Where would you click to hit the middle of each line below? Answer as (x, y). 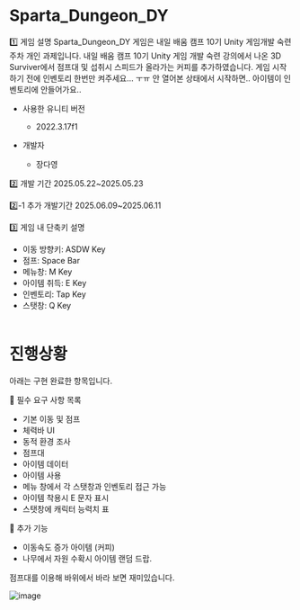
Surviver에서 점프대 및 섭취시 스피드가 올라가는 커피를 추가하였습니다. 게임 (140, 67)
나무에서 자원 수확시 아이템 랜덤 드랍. (87, 558)
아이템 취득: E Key (54, 283)
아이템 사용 (42, 475)
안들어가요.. (61, 89)
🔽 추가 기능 (29, 528)
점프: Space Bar (51, 260)
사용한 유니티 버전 (53, 108)
